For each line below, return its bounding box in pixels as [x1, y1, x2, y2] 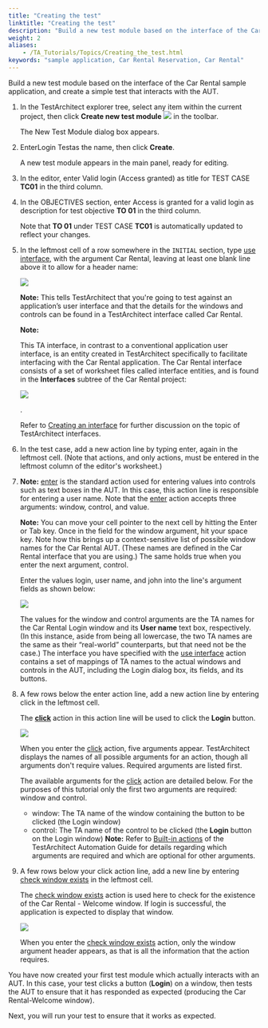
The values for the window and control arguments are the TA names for [19, 614, 255, 623]
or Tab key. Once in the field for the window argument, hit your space [19, 526, 248, 536]
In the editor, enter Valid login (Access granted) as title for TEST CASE [19, 173, 250, 183]
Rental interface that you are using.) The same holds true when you [19, 552, 242, 561]
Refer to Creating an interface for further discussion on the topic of [19, 420, 241, 429]
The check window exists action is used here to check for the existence [19, 890, 256, 899]
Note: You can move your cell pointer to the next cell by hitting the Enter [19, 517, 258, 527]
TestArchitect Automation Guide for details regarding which [31, 842, 227, 852]
